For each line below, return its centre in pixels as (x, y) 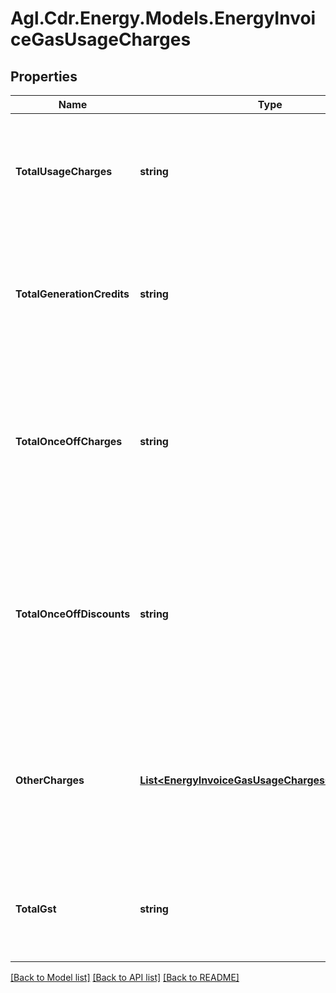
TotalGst (36, 909)
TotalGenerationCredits (72, 294)
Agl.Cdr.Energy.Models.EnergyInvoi (163, 18)
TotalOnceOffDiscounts (73, 614)
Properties (44, 76)
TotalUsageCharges (64, 171)
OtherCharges (50, 780)
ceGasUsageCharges (101, 39)
